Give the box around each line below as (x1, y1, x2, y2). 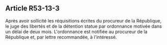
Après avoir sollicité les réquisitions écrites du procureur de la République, (5, 17, 162, 24)
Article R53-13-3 (5, 4, 60, 13)
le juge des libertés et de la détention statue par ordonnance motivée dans (5, 23, 162, 29)
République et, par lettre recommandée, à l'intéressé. (5, 34, 117, 40)
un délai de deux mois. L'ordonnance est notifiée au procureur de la (5, 28, 148, 35)
